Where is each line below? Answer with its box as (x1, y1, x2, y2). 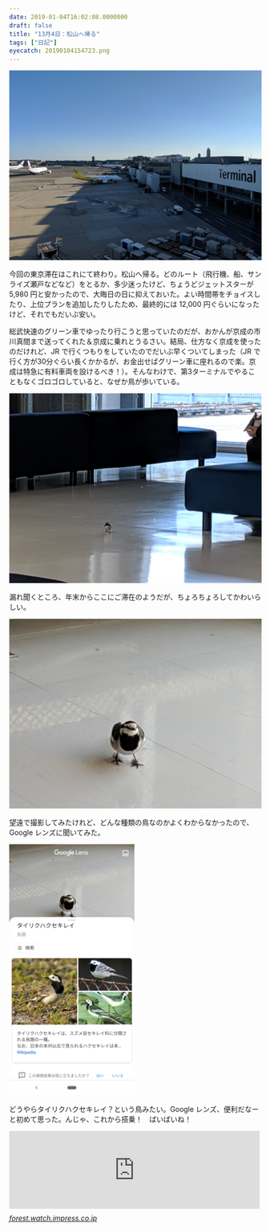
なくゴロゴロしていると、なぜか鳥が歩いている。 (22, 377, 184, 386)
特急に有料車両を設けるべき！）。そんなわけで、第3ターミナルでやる (22, 366, 249, 377)
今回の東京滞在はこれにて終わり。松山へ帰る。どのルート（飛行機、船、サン (9, 269, 262, 279)
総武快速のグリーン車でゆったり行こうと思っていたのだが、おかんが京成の (9, 326, 255, 337)
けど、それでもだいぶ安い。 (9, 309, 100, 319)
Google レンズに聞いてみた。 (9, 828, 105, 837)
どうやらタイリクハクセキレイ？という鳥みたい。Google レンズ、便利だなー (9, 1105, 260, 1114)
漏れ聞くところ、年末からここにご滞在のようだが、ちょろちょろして (9, 592, 234, 602)
